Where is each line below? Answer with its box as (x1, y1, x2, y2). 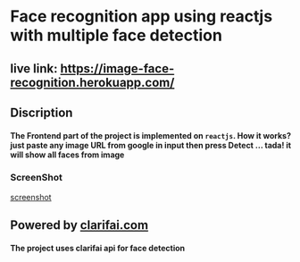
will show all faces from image (10, 149, 125, 160)
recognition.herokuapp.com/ (10, 74, 175, 90)
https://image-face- (60, 61, 175, 76)
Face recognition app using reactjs (10, 6, 273, 27)
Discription (10, 105, 73, 120)
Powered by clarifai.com (10, 217, 149, 233)
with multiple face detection (10, 25, 222, 46)
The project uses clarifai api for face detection (10, 242, 186, 253)
